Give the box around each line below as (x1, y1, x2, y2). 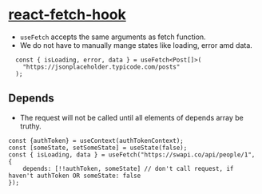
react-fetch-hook (8, 6, 126, 24)
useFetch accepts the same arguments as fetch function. (19, 32, 206, 42)
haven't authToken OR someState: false (8, 172, 141, 180)
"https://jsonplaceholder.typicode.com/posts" (22, 62, 181, 71)
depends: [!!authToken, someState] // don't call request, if (22, 164, 234, 172)
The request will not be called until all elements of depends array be (19, 113, 244, 122)
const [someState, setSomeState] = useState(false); (8, 144, 188, 152)
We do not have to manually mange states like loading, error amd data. (19, 40, 253, 49)
